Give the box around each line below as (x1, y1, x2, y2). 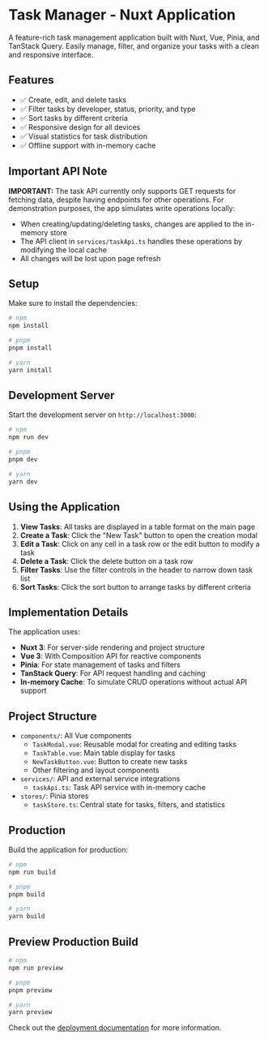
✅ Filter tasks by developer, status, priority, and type (19, 104, 196, 114)
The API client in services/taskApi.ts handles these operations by (19, 236, 243, 246)
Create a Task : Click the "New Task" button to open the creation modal (19, 530, 257, 540)
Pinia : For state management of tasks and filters (19, 660, 181, 670)
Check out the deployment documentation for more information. (8, 1023, 222, 1033)
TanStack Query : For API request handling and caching (19, 668, 206, 678)
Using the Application (8, 501, 121, 514)
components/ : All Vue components (19, 731, 132, 741)
